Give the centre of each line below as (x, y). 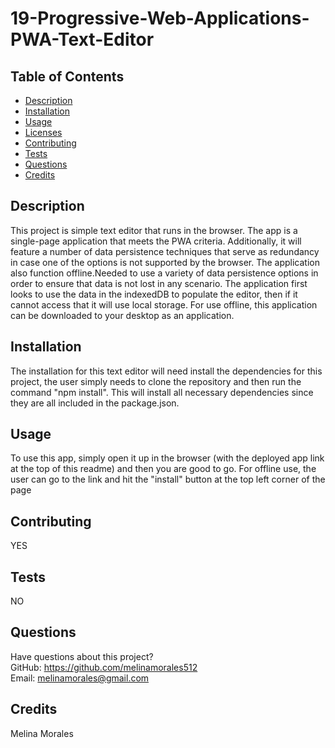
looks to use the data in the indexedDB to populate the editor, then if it (154, 294)
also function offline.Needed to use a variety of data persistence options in (164, 273)
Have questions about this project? (82, 656)
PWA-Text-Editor (82, 39)
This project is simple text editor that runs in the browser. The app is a (154, 230)
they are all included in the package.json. (95, 403)
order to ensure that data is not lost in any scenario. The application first (159, 283)
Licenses (43, 132)
